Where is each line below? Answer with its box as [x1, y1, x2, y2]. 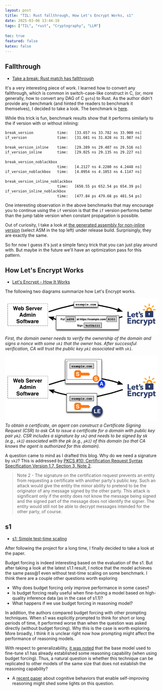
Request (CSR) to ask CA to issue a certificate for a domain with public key [5, 427, 155, 433]
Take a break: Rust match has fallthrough [12, 76, 95, 81]
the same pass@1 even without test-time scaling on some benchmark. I [5, 570, 147, 576]
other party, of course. [16, 508, 62, 514]
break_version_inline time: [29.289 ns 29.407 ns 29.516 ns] [5, 145, 142, 150]
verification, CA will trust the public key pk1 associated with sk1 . [5, 346, 133, 352]
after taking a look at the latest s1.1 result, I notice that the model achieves [5, 565, 152, 571]
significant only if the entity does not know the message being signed [16, 493, 156, 499]
